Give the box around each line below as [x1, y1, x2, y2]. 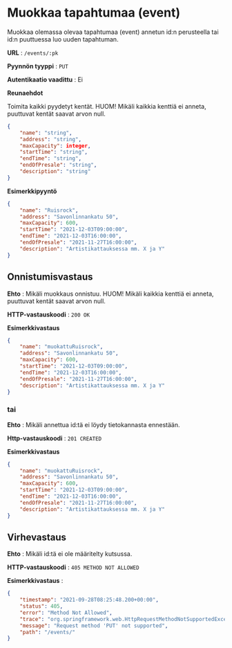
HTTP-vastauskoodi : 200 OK [7, 310, 90, 318]
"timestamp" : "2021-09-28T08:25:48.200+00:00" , [19, 597, 159, 604]
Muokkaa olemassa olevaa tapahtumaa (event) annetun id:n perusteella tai [7, 28, 219, 36]
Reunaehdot [7, 89, 43, 97]
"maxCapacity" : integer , [19, 142, 91, 150]
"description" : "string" [19, 168, 91, 175]
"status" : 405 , [19, 603, 64, 610]
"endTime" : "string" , [19, 155, 81, 162]
